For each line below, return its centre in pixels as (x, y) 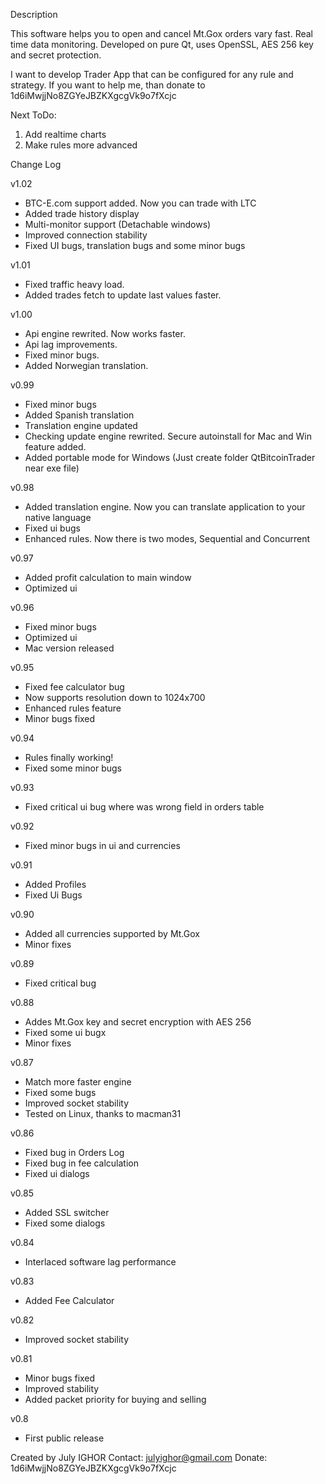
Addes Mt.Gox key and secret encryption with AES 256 (138, 1022)
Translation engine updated (81, 425)
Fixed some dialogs (65, 1223)
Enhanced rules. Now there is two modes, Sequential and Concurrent (167, 538)
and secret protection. (56, 55)
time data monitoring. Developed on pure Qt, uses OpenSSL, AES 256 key (162, 44)
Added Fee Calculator (69, 1300)
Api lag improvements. (71, 344)
